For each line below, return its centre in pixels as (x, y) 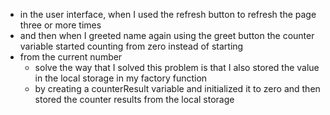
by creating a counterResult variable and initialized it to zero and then (177, 88)
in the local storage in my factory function (121, 78)
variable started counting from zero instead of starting (131, 46)
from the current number (71, 57)
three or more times (60, 25)
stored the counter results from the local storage (134, 99)
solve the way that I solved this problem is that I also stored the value (177, 67)
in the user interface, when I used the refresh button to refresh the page (168, 14)
